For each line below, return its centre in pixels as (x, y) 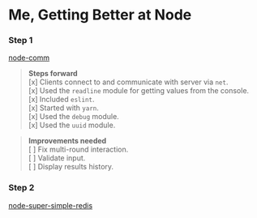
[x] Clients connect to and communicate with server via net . (128, 82)
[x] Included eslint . (61, 100)
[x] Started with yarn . (64, 108)
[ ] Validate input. (57, 158)
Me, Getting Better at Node (100, 15)
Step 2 (21, 188)
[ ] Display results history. (71, 167)
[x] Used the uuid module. (72, 125)
